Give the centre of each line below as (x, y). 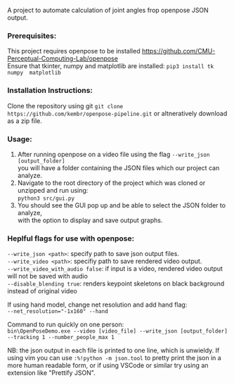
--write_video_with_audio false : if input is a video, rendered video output (115, 269)
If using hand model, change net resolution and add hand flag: (97, 305)
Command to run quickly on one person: (66, 325)
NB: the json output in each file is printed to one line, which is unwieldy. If (113, 350)
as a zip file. (25, 121)
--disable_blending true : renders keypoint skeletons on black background (116, 283)
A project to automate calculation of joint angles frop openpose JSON (108, 10)
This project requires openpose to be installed (74, 51)
